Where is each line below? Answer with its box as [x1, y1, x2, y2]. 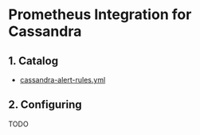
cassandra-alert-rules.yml [19, 75, 106, 84]
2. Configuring [8, 98, 82, 112]
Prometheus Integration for [8, 6, 192, 24]
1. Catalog [8, 54, 58, 67]
